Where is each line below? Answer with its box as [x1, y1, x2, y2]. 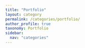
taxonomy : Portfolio [5, 26, 49, 31]
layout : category [5, 12, 42, 17]
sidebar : [5, 30, 24, 35]
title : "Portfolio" [5, 7, 47, 12]
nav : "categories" [10, 35, 49, 40]
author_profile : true [5, 21, 51, 26]
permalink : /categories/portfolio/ [5, 16, 80, 21]
